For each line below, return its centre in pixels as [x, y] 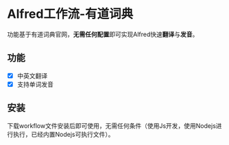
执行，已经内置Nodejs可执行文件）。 [63, 134]
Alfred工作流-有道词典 [70, 14]
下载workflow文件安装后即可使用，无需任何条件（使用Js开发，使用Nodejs [111, 126]
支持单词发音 [35, 84]
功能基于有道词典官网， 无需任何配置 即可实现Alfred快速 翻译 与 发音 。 [103, 34]
